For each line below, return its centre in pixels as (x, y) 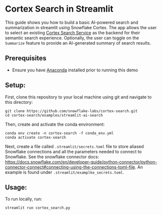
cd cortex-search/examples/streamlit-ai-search (54, 115)
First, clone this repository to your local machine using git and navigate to (78, 97)
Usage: (16, 187)
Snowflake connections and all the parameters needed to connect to (73, 151)
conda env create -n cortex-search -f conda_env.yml (59, 133)
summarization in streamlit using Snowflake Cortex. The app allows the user (81, 27)
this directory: (19, 102)
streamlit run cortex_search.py (38, 208)
